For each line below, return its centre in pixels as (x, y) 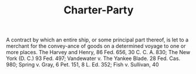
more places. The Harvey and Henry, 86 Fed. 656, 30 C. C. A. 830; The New (98, 52)
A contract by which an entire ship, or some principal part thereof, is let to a (97, 40)
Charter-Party (99, 10)
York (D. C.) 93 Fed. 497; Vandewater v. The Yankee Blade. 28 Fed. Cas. (93, 58)
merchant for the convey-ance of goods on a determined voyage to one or (96, 46)
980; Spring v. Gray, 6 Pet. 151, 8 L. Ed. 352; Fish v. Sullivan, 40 (82, 65)
